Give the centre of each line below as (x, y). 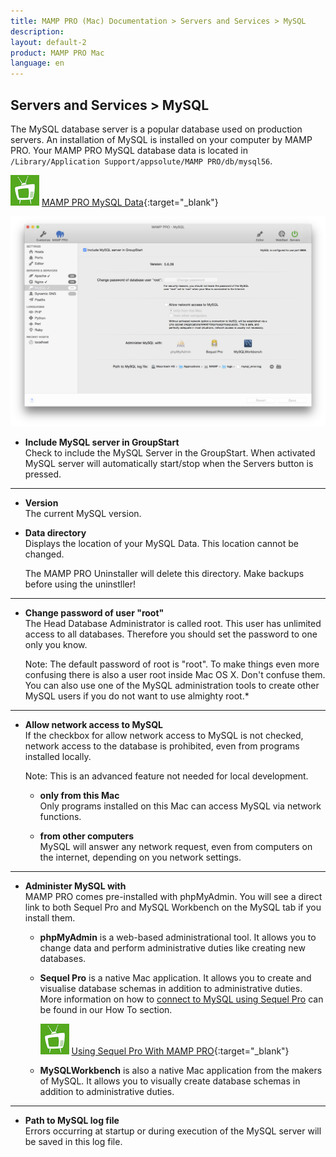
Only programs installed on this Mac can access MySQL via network (180, 806)
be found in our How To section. (106, 1010)
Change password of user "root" (94, 613)
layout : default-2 (48, 42)
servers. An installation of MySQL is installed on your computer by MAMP (161, 139)
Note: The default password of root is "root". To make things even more (172, 664)
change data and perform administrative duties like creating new (172, 948)
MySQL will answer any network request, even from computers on (176, 847)
